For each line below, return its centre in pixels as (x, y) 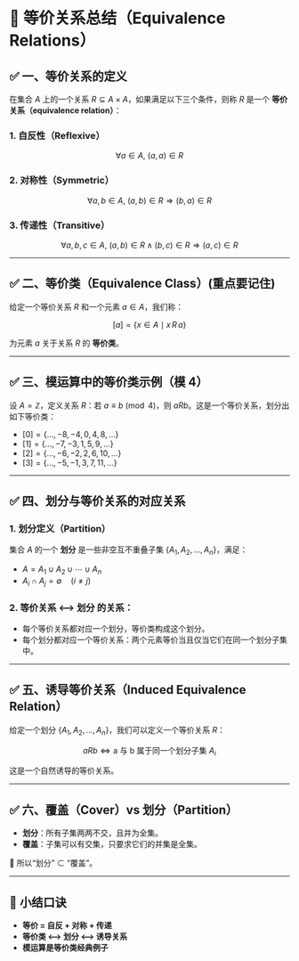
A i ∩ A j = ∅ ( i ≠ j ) (57, 582)
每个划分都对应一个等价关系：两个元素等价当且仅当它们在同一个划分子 (151, 639)
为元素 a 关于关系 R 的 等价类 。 (67, 343)
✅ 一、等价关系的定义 (68, 76)
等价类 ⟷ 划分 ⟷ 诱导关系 (75, 936)
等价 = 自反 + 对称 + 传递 (67, 925)
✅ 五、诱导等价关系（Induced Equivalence (128, 690)
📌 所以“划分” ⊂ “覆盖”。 (53, 863)
